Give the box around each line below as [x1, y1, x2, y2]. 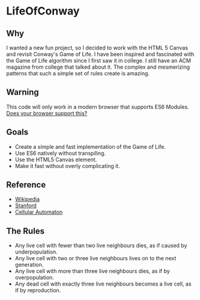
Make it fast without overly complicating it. [14, 162, 120, 169]
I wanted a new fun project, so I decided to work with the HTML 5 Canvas [6, 44, 188, 51]
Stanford [14, 202, 37, 209]
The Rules [6, 226, 45, 236]
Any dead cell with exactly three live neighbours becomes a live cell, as [14, 280, 192, 287]
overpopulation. [14, 274, 54, 281]
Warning [6, 87, 39, 98]
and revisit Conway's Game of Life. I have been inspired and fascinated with [6, 51, 195, 58]
